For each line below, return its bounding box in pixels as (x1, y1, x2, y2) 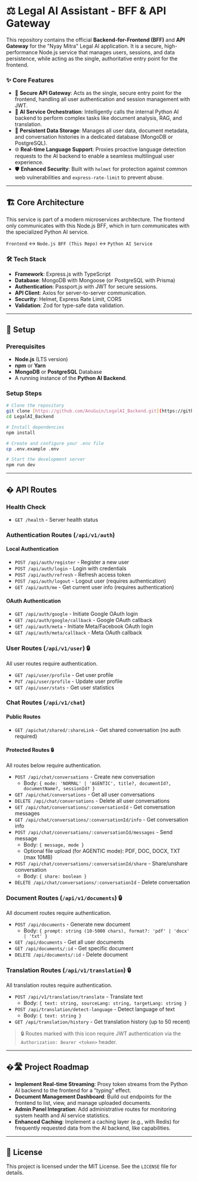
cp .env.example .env (6, 446, 60, 452)
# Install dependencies (6, 424, 65, 430)
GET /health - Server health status (14, 516, 98, 523)
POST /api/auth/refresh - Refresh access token (14, 571, 131, 578)
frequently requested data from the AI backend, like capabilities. (14, 1124, 171, 1131)
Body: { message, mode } (23, 841, 84, 848)
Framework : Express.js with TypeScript (14, 270, 111, 278)
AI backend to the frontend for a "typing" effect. (14, 1087, 131, 1094)
